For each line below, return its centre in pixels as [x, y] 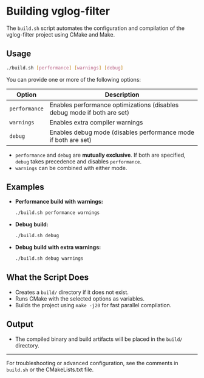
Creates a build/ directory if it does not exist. [72, 292]
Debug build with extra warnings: [58, 248]
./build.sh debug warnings [49, 259]
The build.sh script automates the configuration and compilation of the [96, 28]
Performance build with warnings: [59, 202]
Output [20, 324]
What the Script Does [48, 278]
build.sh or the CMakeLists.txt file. [50, 369]
